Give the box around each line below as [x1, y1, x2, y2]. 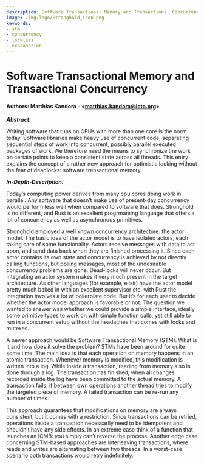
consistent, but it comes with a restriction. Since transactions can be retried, [6, 413, 197, 421]
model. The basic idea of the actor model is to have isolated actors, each [6, 234, 189, 242]
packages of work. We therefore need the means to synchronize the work [6, 147, 191, 155]
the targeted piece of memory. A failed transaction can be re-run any [6, 388, 179, 396]
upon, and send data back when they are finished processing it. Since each [6, 247, 195, 254]
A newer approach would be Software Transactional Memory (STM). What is [6, 337, 197, 344]
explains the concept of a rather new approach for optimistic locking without [6, 160, 197, 167]
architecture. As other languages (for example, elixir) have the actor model [6, 279, 192, 287]
